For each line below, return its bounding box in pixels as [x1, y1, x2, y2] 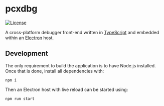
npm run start [5, 96, 35, 101]
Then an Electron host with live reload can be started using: [5, 86, 128, 92]
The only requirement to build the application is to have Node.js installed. [5, 62, 156, 68]
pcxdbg [5, 3, 38, 15]
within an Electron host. [5, 35, 54, 41]
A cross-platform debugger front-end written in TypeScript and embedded [5, 29, 159, 35]
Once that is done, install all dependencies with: [5, 68, 104, 74]
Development [5, 49, 49, 58]
